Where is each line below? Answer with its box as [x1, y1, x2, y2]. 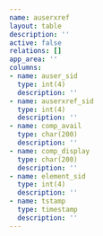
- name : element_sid [9, 171, 87, 180]
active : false [9, 38, 63, 48]
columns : [9, 64, 42, 73]
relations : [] [9, 47, 63, 56]
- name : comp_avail [9, 122, 82, 131]
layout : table [9, 22, 63, 31]
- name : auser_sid [9, 72, 78, 81]
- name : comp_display [9, 146, 90, 155]
